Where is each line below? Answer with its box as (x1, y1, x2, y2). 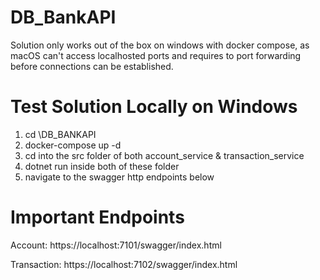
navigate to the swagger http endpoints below (24, 171, 215, 183)
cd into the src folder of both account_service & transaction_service (24, 149, 305, 161)
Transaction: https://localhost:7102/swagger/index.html (10, 258, 238, 270)
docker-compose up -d (24, 139, 122, 151)
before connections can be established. (10, 60, 174, 72)
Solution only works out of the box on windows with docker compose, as (10, 39, 310, 51)
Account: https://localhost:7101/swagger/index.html (10, 239, 222, 251)
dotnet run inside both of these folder (24, 160, 180, 172)
